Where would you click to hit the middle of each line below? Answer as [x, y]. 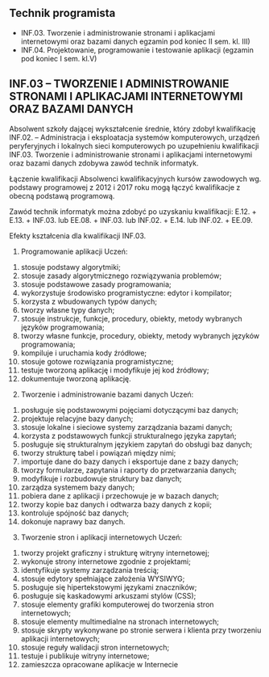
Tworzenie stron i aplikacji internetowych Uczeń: [101, 537]
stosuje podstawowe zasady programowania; [96, 284]
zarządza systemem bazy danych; [78, 487]
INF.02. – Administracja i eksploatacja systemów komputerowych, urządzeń [134, 137]
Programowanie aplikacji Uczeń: [74, 251]
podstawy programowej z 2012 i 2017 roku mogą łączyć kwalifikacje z [125, 187]
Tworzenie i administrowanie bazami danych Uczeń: [107, 394]
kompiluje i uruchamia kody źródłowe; [84, 353]
